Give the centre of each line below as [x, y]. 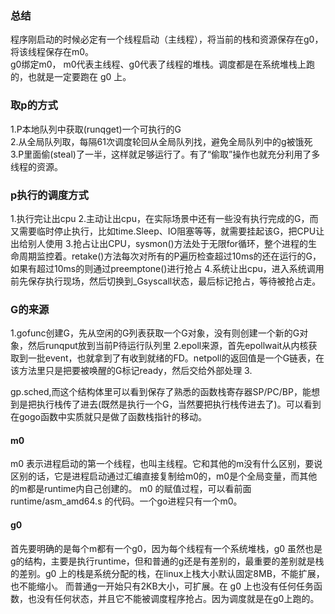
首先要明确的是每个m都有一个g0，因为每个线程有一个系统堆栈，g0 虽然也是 [166, 548]
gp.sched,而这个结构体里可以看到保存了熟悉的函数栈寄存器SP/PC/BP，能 [161, 392]
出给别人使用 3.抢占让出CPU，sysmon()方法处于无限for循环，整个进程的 [159, 243]
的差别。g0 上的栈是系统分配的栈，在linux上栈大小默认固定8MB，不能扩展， [167, 573]
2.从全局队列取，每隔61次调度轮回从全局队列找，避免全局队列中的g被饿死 [161, 141]
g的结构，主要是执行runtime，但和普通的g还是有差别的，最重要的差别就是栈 [167, 561]
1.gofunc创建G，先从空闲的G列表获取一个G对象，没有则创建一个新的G [155, 333]
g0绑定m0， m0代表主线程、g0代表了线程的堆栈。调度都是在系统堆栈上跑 [162, 64]
